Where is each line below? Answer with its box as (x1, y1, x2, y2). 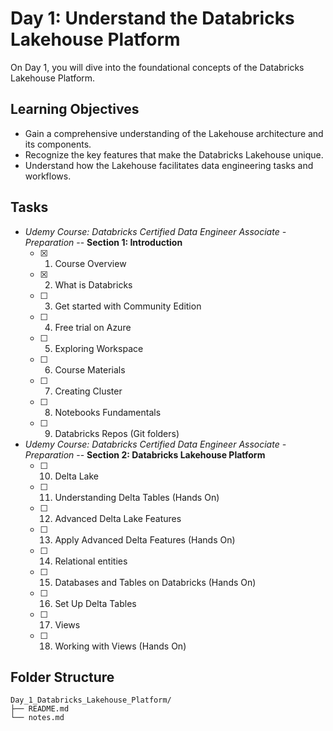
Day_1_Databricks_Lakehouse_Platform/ (10, 695, 172, 706)
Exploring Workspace (54, 342, 144, 354)
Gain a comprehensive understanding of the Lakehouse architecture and (24, 127, 324, 139)
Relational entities (54, 555, 128, 567)
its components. (24, 138, 92, 150)
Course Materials (54, 363, 126, 376)
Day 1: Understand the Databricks (10, 7, 295, 30)
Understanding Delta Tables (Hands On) (54, 491, 220, 503)
